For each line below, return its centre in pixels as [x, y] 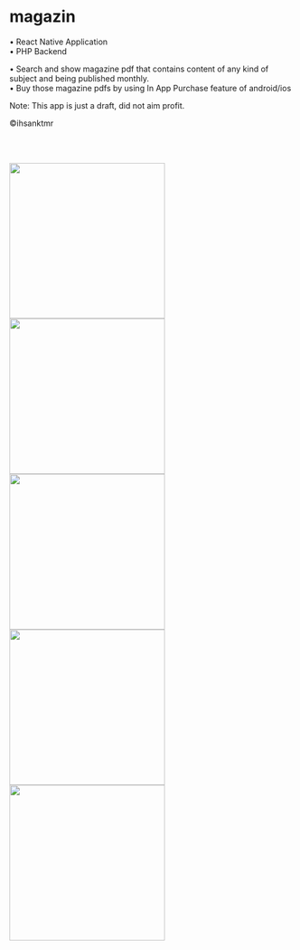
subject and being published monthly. [79, 78]
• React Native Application [59, 42]
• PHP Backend [38, 51]
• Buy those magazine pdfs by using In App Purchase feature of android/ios [150, 88]
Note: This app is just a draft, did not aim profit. [97, 105]
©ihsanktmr [32, 123]
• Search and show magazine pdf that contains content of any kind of [139, 69]
